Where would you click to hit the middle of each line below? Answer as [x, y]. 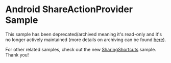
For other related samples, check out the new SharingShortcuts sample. [81, 49]
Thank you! [17, 55]
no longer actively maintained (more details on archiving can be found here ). [86, 40]
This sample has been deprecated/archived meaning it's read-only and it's [84, 34]
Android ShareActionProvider [69, 9]
